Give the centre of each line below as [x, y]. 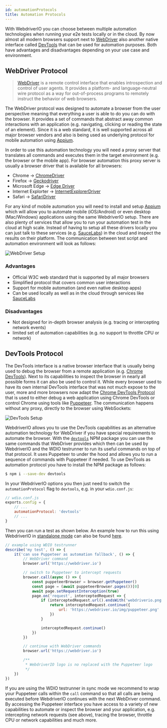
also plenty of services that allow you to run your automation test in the [78, 222]
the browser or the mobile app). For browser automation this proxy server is [83, 161]
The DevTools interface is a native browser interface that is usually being [80, 365]
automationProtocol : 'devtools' [48, 512]
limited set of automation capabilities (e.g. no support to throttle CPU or [86, 333]
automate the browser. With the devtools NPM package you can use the [79, 438]
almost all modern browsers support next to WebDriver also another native [82, 39]
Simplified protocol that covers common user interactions [71, 282]
